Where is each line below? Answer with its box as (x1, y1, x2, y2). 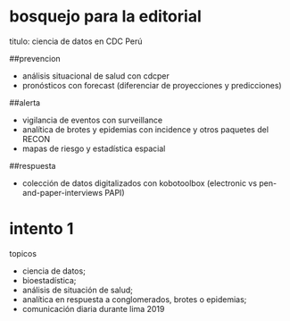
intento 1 (9, 219, 74, 239)
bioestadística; (21, 275, 77, 285)
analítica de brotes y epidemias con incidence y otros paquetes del (21, 123, 269, 135)
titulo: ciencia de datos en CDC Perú (9, 36, 143, 46)
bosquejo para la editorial (9, 6, 203, 27)
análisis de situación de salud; (21, 284, 134, 295)
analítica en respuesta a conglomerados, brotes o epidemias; (21, 293, 247, 305)
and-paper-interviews (21, 187, 104, 198)
